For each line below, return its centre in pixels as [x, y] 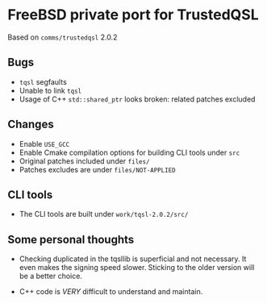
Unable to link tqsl [50, 90]
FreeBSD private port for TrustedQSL [133, 15]
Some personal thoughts [71, 239]
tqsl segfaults [43, 81]
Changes [31, 125]
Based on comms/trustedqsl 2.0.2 [63, 37]
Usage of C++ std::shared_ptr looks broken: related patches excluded [137, 99]
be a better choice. [50, 276]
